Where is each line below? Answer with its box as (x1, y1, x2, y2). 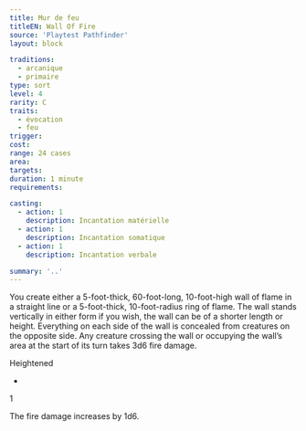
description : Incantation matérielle (26, 216, 170, 226)
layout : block (9, 38, 64, 48)
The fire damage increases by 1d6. (9, 411, 140, 422)
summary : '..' (9, 267, 64, 276)
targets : (9, 165, 43, 174)
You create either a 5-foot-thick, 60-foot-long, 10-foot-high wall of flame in (9, 291, 292, 302)
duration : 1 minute (9, 174, 84, 184)
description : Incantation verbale (26, 250, 157, 259)
